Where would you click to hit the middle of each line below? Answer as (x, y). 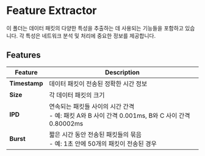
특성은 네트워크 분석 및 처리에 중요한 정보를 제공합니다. (91, 36)
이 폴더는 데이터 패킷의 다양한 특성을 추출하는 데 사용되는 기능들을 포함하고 (95, 28)
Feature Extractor (52, 11)
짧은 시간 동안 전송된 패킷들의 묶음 (95, 134)
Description (122, 72)
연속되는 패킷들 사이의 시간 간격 (92, 106)
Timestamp (27, 83)
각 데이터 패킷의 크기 (77, 95)
